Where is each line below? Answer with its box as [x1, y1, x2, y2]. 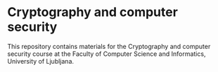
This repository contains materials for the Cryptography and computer [7, 42, 211, 50]
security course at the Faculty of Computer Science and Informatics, [7, 50, 206, 58]
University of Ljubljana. [7, 57, 75, 65]
